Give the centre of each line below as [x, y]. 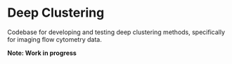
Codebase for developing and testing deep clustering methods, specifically [116, 32]
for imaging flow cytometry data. [54, 39]
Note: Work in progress [42, 53]
